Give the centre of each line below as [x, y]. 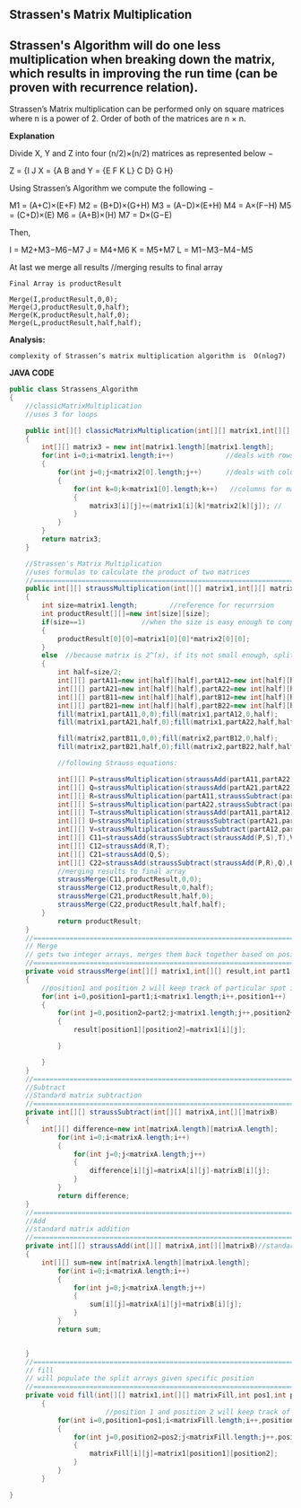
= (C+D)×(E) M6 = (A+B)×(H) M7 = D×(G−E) [91, 216]
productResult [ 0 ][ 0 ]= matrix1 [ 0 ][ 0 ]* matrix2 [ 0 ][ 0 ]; [154, 639]
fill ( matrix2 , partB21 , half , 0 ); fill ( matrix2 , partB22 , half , [168, 747]
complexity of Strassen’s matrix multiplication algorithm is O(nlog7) [148, 357]
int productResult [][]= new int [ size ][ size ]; [126, 614]
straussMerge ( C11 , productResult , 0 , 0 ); [129, 879]
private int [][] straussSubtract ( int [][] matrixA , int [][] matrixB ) [152, 1113]
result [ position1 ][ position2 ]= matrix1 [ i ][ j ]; [159, 1030]
